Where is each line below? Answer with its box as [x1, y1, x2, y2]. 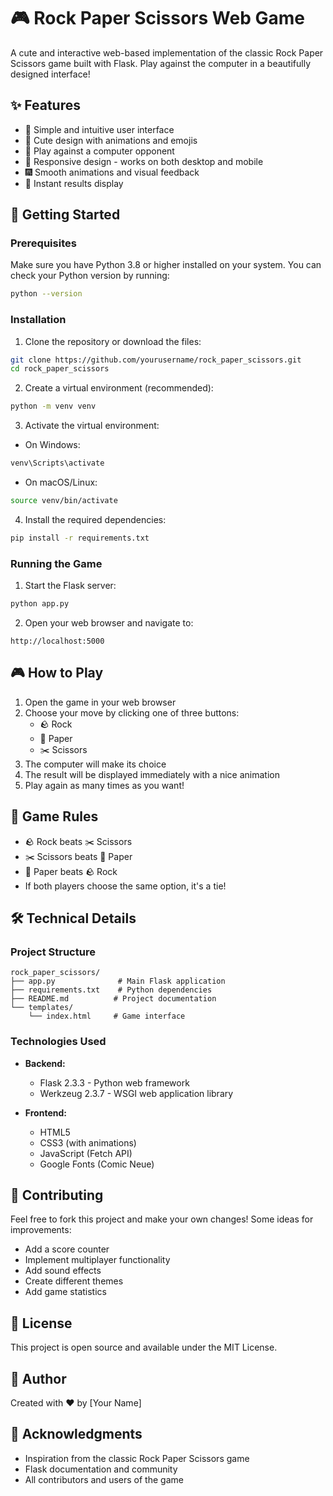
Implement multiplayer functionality [24, 1254, 171, 1266]
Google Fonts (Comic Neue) [39, 1158, 155, 1170]
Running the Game [10, 556, 103, 570]
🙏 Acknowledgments [10, 1426, 143, 1443]
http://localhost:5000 [10, 636, 105, 647]
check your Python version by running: [10, 270, 170, 282]
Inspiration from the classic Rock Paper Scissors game [24, 1452, 250, 1464]
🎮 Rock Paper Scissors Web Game [10, 7, 305, 30]
